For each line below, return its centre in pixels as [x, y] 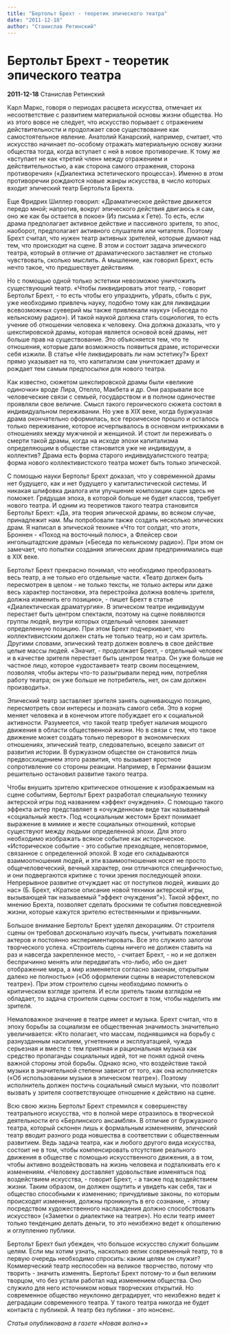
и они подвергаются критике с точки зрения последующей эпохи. [104, 875]
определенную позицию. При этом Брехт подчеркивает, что [96, 629]
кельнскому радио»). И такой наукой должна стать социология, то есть [113, 317]
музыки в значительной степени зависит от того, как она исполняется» [112, 1071]
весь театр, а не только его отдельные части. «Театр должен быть [105, 577]
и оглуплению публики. [42, 1231]
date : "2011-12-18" [35, 20]
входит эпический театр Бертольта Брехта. [71, 188]
